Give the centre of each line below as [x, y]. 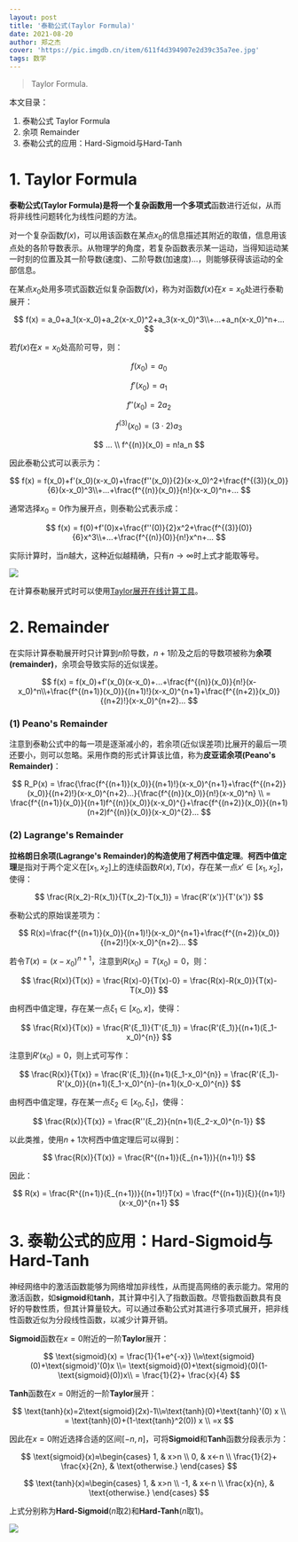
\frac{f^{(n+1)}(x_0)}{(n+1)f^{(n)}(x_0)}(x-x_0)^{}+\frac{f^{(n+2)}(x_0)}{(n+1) [149, 802]
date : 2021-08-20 [41, 34]
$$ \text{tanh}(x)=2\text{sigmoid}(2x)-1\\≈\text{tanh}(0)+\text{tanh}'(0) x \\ [149, 1412]
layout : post [33, 17]
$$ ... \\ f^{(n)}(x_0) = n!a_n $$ [149, 445]
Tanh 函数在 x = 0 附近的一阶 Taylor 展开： [83, 1394]
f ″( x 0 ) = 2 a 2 [149, 406]
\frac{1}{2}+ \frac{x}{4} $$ [191, 1375]
